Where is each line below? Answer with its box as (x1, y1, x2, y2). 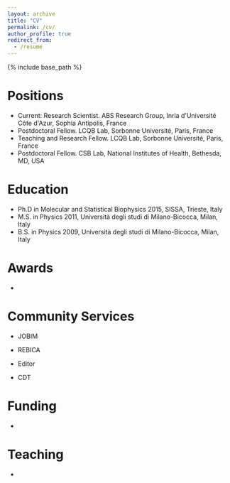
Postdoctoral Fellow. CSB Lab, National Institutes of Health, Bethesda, (17, 148, 222, 157)
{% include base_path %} (7, 63, 82, 71)
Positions (7, 88, 64, 104)
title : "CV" (7, 17, 43, 24)
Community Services (7, 308, 135, 324)
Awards (7, 260, 54, 276)
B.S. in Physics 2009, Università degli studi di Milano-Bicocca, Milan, (17, 227, 219, 236)
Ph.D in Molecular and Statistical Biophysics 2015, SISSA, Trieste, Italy (17, 205, 223, 213)
